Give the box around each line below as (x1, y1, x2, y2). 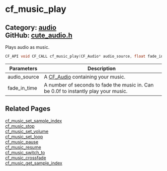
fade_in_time (7, 85, 37, 91)
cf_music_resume (5, 144, 41, 150)
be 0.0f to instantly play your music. (44, 87, 128, 94)
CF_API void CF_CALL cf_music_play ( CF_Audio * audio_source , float (5, 54, 146, 59)
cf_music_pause (5, 139, 39, 145)
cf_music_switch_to (5, 149, 45, 155)
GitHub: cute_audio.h (5, 31, 73, 39)
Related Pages (5, 104, 51, 113)
